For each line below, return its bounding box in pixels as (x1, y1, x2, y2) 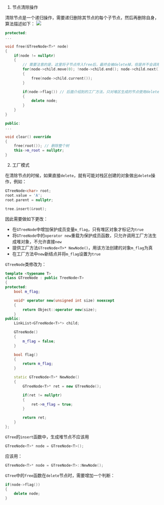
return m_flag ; (22, 361, 54, 366)
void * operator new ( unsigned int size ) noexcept (14, 298, 115, 303)
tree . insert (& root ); (5, 206, 47, 211)
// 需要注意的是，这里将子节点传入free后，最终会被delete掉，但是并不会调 (22, 62, 157, 67)
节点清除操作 (12, 4, 38, 10)
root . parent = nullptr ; (5, 198, 54, 202)
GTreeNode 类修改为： (5, 261, 46, 267)
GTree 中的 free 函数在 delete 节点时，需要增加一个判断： (5, 472, 115, 478)
